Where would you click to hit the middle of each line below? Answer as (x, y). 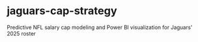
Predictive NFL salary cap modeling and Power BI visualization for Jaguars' (100, 27)
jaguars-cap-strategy (62, 11)
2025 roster (21, 33)
